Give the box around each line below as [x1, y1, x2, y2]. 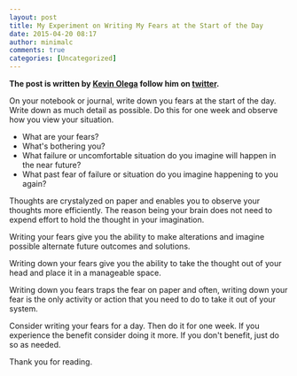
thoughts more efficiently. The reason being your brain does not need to [9, 205, 273, 215]
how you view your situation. [9, 114, 114, 125]
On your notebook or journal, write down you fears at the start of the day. [9, 96, 277, 106]
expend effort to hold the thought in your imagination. [9, 214, 205, 225]
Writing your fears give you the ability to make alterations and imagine [9, 232, 265, 242]
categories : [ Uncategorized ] [9, 54, 117, 63]
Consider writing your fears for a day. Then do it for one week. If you [9, 320, 260, 331]
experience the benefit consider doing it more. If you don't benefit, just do [9, 330, 279, 341]
